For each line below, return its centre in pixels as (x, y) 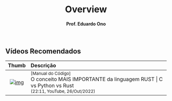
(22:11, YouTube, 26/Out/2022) (63, 91)
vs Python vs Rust (52, 86)
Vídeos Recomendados (43, 51)
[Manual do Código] (51, 73)
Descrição (43, 66)
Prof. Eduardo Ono (86, 23)
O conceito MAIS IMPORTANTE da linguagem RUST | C (96, 79)
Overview (86, 9)
